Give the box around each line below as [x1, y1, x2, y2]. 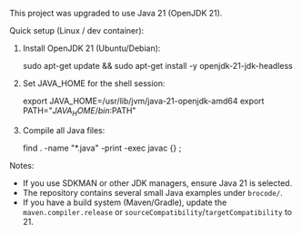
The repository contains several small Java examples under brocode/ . [22, 187, 284, 198]
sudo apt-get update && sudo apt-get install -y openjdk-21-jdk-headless [22, 61, 293, 71]
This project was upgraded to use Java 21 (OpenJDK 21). [9, 8, 223, 18]
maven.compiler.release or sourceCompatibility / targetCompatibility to [22, 206, 293, 217]
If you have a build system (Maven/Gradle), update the [22, 197, 227, 208]
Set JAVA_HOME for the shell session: [22, 78, 166, 89]
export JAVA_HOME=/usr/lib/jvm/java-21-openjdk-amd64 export [22, 95, 265, 106]
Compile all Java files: [22, 124, 106, 135]
